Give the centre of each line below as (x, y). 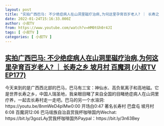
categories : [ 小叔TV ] (29, 37)
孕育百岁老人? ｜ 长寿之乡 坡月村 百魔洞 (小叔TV (84, 67)
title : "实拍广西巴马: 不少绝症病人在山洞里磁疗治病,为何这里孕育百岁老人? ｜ (76, 14)
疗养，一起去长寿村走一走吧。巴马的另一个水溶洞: (55, 100)
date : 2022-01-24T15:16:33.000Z (38, 19)
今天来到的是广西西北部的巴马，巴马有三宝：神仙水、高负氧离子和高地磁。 (80, 88)
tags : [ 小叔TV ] (22, 32)
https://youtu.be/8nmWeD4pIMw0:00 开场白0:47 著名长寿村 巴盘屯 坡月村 (80, 106)
